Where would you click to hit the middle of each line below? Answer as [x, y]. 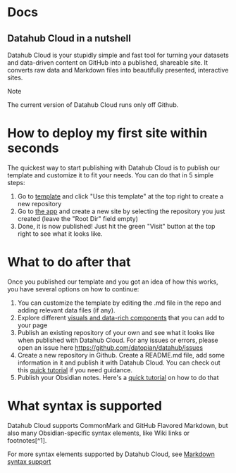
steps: [16, 182]
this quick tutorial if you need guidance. [75, 370]
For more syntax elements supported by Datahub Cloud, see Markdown [111, 454]
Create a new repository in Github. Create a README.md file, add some [121, 355]
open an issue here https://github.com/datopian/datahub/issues [110, 347]
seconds [33, 148]
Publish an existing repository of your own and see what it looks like [116, 332]
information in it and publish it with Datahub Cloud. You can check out [119, 362]
